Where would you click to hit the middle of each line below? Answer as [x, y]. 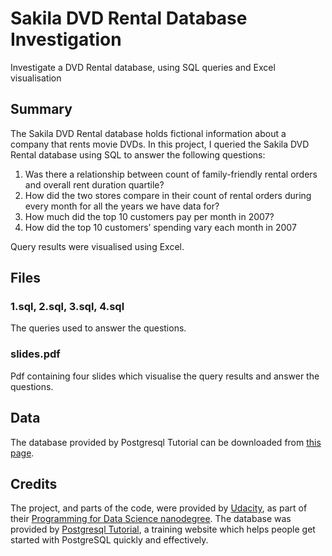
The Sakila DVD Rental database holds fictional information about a [148, 133]
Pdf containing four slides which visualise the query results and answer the [165, 376]
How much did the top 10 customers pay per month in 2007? [149, 216]
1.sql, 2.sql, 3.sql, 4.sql [67, 307]
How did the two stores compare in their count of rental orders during [168, 195]
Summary [41, 109]
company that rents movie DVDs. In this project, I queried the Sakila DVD [160, 144]
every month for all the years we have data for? [122, 206]
